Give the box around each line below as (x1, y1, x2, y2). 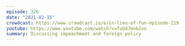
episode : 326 (6, 8, 39, 15)
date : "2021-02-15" (6, 14, 55, 20)
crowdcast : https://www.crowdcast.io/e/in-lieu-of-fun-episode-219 (6, 20, 180, 26)
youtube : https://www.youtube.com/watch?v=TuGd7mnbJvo (6, 25, 147, 32)
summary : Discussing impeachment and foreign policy (6, 31, 142, 37)
